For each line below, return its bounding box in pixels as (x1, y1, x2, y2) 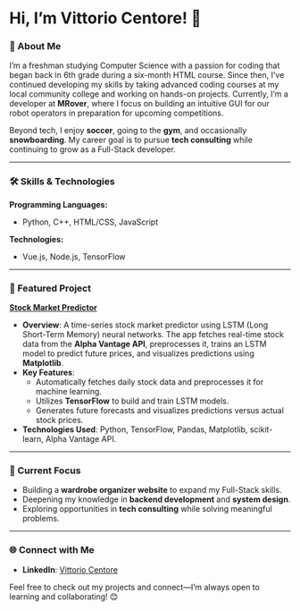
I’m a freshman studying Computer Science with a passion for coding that (9, 60, 280, 71)
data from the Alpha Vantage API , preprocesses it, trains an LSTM (21, 339, 267, 350)
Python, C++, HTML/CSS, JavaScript (21, 216, 159, 227)
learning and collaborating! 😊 (9, 590, 119, 602)
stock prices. (35, 415, 84, 426)
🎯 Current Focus (9, 464, 81, 477)
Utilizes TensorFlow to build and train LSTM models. (35, 395, 229, 406)
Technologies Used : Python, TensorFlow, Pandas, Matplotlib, (21, 424, 248, 435)
